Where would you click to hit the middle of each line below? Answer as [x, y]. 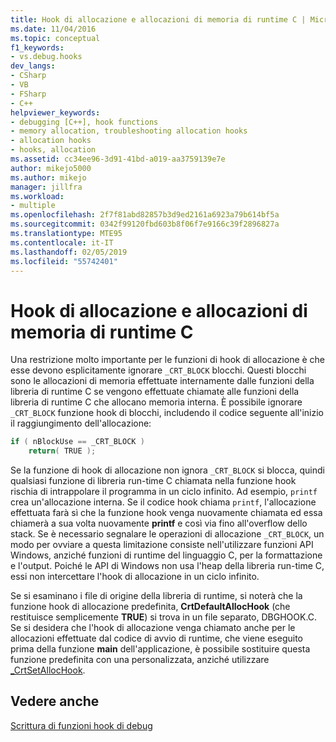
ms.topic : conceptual [55, 38]
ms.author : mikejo [48, 177]
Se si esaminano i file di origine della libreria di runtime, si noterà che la [156, 596]
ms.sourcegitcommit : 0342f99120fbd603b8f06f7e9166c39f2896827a [145, 224]
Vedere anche [55, 701]
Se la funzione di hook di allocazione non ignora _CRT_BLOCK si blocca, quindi [167, 470]
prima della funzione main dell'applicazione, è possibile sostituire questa [160, 649]
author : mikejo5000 [51, 168]
